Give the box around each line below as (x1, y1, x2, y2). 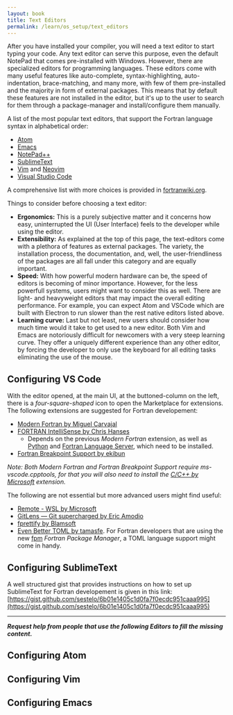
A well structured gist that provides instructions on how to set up (7, 580, 192, 588)
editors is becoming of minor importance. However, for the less (17, 279, 198, 288)
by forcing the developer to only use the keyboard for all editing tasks (17, 345, 216, 354)
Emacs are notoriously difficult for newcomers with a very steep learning (17, 331, 225, 339)
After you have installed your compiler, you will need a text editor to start (7, 42, 215, 51)
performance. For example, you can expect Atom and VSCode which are (17, 302, 225, 310)
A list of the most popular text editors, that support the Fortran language (7, 115, 213, 123)
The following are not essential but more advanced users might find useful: (7, 491, 222, 500)
